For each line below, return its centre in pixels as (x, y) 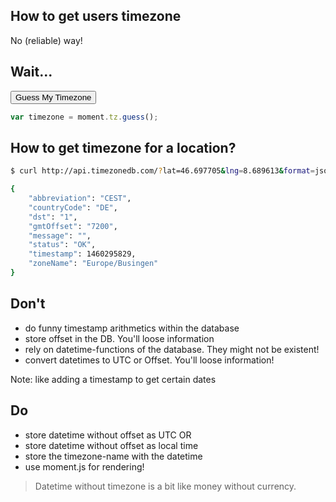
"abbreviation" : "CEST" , (80, 199)
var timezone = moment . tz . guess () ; (84, 117)
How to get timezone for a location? (123, 147)
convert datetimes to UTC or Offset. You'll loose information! (149, 360)
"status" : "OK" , (62, 245)
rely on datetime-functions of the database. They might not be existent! (172, 349)
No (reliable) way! (46, 40)
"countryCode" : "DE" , (73, 207)
